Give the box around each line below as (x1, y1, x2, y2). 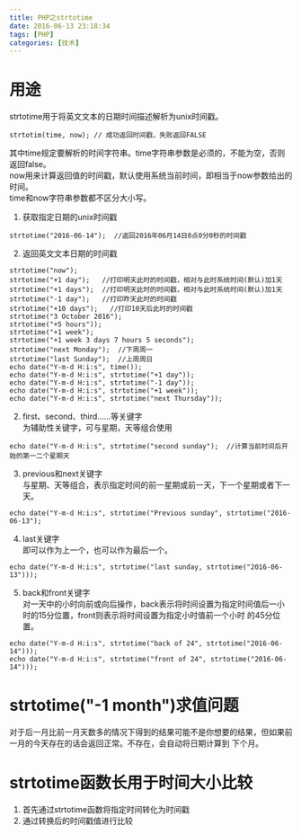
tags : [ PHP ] (9, 30, 54, 39)
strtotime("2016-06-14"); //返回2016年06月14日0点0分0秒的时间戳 (9, 231, 247, 241)
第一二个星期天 (22, 451, 70, 461)
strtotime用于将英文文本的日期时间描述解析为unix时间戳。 (9, 111, 224, 122)
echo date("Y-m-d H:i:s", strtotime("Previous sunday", (9, 509, 223, 518)
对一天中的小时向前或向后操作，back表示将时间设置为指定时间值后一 (22, 599, 278, 609)
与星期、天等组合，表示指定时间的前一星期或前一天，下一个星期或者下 (22, 480, 283, 491)
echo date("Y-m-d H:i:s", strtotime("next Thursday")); (9, 395, 223, 404)
